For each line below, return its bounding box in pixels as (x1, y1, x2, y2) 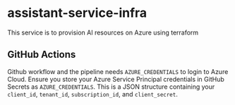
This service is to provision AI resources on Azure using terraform (7, 28, 199, 37)
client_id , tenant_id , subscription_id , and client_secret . (7, 89, 178, 98)
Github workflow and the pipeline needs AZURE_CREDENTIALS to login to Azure (7, 67, 229, 75)
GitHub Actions (7, 49, 76, 61)
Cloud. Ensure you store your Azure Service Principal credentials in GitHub (7, 75, 224, 83)
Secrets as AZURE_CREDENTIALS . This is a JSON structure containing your (7, 82, 215, 91)
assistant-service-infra (7, 5, 147, 21)
